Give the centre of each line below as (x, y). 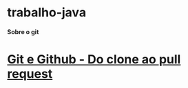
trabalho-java (47, 13)
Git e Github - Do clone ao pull (94, 59)
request (30, 74)
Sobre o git (23, 31)
